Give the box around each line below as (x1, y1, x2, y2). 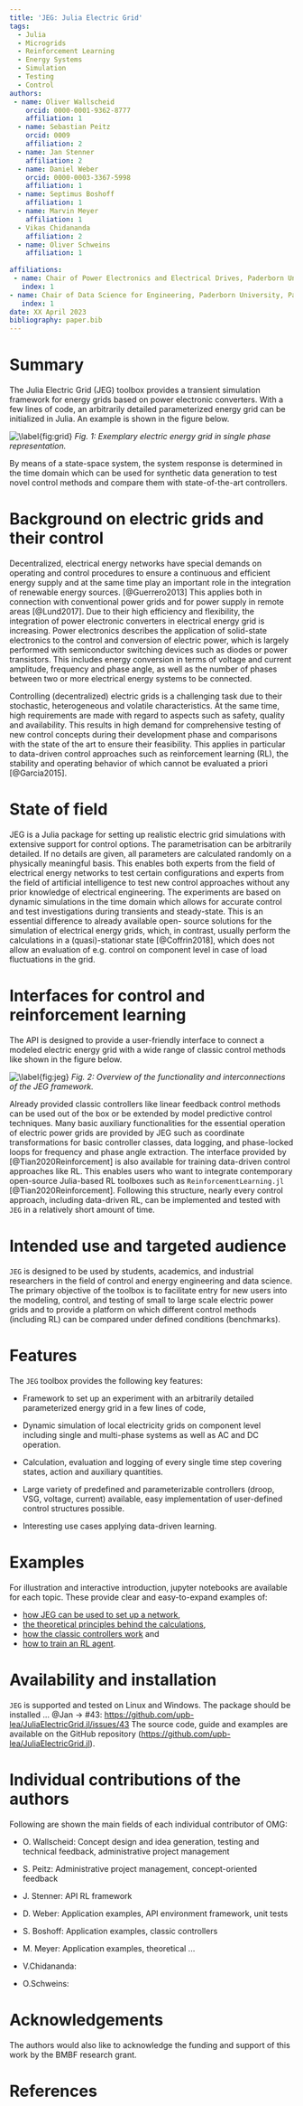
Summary (9, 354, 84, 375)
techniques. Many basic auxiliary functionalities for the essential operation (9, 1117, 286, 1128)
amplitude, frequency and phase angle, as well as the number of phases (9, 663, 278, 674)
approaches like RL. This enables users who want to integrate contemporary (9, 1165, 293, 1176)
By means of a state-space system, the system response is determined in (9, 458, 283, 469)
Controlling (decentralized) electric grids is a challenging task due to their (9, 691, 282, 701)
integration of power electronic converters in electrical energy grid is (9, 616, 265, 626)
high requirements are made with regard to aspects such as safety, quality (9, 710, 286, 720)
